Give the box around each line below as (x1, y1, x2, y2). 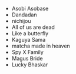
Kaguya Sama (11, 36, 46, 43)
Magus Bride (11, 55, 43, 62)
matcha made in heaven (11, 42, 71, 49)
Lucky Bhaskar (11, 61, 48, 68)
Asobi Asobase (11, 5, 49, 12)
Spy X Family (11, 49, 44, 55)
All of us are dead (11, 23, 55, 31)
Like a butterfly (11, 30, 49, 37)
